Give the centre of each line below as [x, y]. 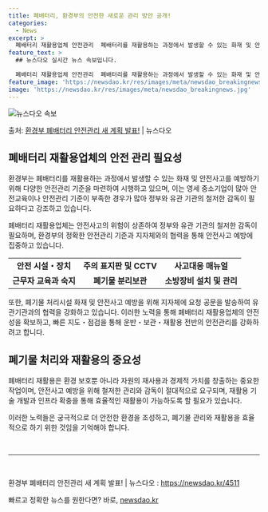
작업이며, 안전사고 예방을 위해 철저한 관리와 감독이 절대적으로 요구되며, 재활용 [128, 391]
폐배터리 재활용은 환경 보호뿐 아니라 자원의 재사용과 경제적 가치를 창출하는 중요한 [134, 381]
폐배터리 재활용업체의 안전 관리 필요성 [95, 158]
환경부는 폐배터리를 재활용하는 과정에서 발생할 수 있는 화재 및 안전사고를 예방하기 [134, 179]
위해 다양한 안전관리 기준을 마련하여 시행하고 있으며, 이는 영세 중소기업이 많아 [128, 189]
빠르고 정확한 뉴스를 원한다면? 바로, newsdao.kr [83, 500]
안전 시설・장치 [44, 266]
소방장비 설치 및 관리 [201, 281]
